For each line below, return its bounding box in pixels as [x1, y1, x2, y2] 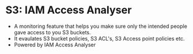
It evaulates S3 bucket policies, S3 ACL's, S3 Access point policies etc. [13, 35, 185, 42]
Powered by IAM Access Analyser [13, 41, 96, 48]
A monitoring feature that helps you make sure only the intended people [13, 23, 188, 30]
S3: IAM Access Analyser [5, 3, 132, 17]
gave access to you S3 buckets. [13, 28, 91, 35]
